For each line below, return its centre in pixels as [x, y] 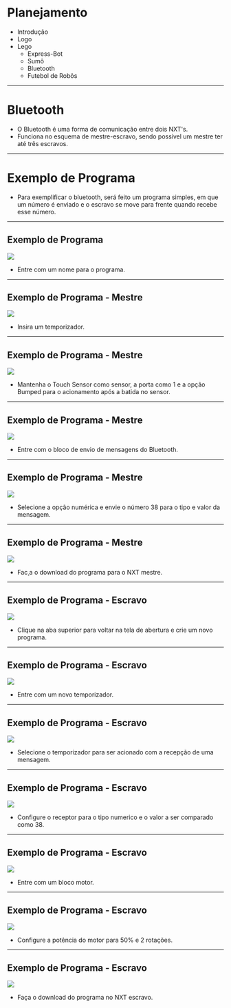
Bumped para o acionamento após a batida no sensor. [93, 392]
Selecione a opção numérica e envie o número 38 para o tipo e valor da [119, 507]
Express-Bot [45, 54]
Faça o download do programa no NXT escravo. [85, 998]
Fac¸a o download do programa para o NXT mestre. [90, 572]
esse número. [36, 212]
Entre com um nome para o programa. [71, 269]
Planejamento [47, 13]
